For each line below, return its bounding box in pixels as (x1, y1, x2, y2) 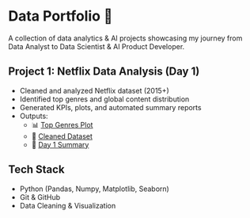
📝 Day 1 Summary (31, 140, 89, 149)
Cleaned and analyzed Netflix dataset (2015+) (19, 86, 170, 95)
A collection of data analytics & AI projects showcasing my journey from (8, 33, 243, 43)
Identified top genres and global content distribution (19, 94, 190, 104)
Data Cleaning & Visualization (19, 201, 116, 210)
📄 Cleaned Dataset (31, 131, 93, 141)
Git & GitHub (19, 192, 61, 201)
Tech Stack (8, 163, 65, 177)
